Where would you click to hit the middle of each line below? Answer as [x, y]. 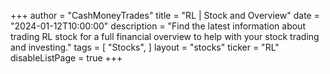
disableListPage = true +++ [66, 58]
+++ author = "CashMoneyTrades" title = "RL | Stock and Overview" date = [165, 15]
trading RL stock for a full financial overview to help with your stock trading [165, 36]
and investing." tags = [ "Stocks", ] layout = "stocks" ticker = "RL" [145, 47]
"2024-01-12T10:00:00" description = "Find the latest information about [158, 26]
